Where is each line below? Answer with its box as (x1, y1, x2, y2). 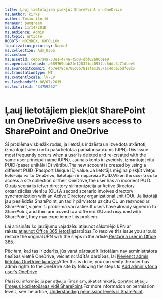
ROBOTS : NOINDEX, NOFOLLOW (5, 39, 59, 44)
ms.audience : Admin (5, 30, 44, 35)
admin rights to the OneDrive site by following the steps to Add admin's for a (5, 264, 157, 270)
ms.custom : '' (5, 52, 34, 57)
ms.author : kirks (5, 12, 40, 17)
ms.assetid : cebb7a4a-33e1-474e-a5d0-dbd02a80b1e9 (5, 57, 109, 62)
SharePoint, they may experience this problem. (5, 214, 98, 220)
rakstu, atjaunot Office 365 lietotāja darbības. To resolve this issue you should (5, 229, 157, 234)
